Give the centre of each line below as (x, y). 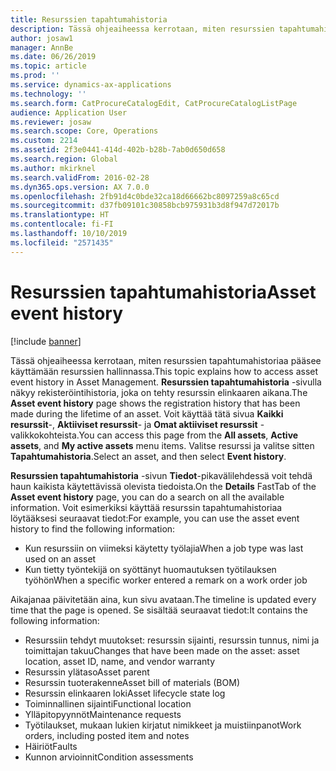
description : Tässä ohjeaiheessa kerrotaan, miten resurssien (142, 29)
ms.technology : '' (48, 94)
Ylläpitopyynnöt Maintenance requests (103, 714)
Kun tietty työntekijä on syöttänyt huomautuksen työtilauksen (150, 569)
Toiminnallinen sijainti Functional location (108, 703)
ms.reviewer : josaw (51, 122)
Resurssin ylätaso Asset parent (87, 672)
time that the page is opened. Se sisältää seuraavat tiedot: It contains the (159, 610)
